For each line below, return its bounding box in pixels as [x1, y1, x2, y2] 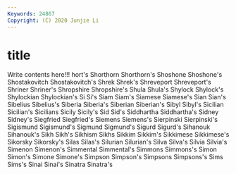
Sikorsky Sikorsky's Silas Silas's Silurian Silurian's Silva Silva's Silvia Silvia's [7, 138, 228, 147]
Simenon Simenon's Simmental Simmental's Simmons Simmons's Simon [7, 145, 217, 154]
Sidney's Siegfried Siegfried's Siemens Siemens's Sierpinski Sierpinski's [7, 116, 218, 124]
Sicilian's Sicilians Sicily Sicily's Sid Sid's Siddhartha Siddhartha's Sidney [7, 108, 219, 116]
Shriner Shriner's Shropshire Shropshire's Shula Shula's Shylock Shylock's [7, 85, 224, 94]
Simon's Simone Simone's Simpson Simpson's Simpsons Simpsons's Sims [7, 153, 223, 161]
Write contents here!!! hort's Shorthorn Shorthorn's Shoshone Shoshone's [7, 70, 223, 79]
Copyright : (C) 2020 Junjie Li [7, 17, 99, 24]
